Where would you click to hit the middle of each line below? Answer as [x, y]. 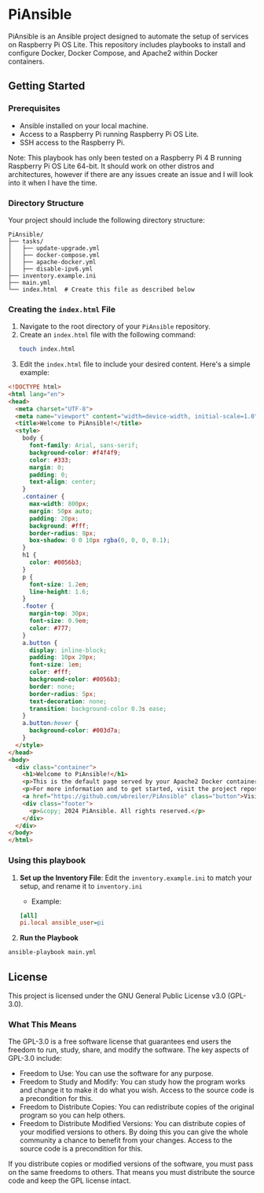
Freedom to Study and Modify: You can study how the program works [132, 1082]
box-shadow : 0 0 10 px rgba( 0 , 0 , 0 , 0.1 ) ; [99, 540]
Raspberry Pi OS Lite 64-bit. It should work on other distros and [111, 166]
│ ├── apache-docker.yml [52, 262]
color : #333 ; [50, 460]
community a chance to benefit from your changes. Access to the [126, 1140]
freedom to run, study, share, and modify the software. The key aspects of [128, 1050]
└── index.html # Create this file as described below [101, 289]
